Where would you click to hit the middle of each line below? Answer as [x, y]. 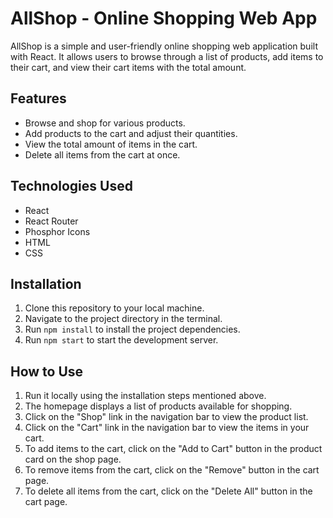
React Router [51, 221]
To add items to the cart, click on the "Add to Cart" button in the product [173, 449]
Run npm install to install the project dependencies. [132, 329]
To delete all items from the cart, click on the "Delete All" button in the [168, 491]
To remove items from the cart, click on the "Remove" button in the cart [172, 470]
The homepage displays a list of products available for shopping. [158, 406]
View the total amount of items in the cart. [111, 144]
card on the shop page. [73, 459]
